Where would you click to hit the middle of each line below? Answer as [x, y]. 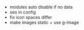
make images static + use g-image [44, 22]
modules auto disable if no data [41, 7]
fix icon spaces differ [31, 17]
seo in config [23, 12]
